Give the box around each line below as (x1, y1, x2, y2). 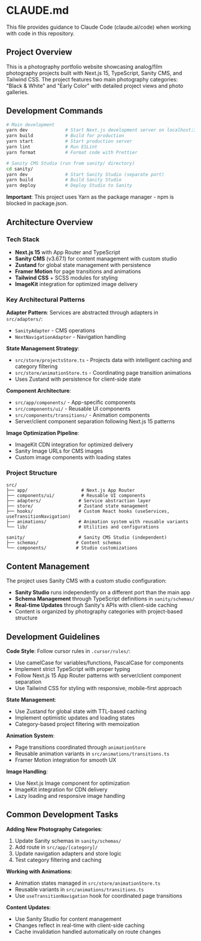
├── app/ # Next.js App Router (6, 487, 135, 494)
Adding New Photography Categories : (6, 825, 103, 833)
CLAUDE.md (6, 4, 69, 17)
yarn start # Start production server (6, 138, 133, 144)
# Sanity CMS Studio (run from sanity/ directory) (6, 160, 135, 166)
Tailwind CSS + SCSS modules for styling (14, 274, 118, 281)
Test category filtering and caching (14, 856, 102, 863)
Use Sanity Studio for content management (14, 915, 121, 922)
